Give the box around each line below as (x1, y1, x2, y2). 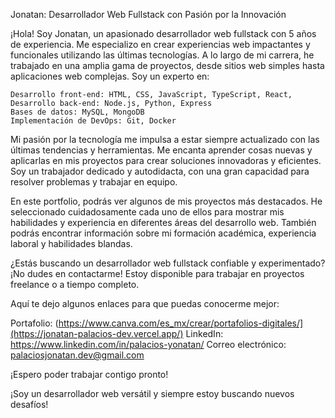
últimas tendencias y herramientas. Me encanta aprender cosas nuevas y (10, 144, 313, 156)
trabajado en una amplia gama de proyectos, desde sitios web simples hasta (10, 60, 325, 71)
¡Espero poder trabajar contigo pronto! (10, 369, 169, 380)
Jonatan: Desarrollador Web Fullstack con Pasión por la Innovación (10, 9, 287, 20)
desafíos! (10, 399, 49, 410)
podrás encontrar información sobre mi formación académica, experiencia (10, 227, 317, 239)
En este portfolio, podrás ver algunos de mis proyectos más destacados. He (10, 195, 323, 207)
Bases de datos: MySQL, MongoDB (10, 107, 145, 117)
